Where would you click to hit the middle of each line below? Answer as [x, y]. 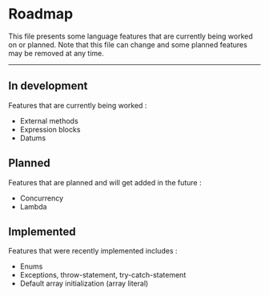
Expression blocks [50, 129]
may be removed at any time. [56, 53]
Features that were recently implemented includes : [93, 251]
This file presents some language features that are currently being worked [131, 36]
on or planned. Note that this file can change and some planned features [128, 44]
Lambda [33, 206]
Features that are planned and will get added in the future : [105, 182]
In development [48, 86]
